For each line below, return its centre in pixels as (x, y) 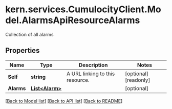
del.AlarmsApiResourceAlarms (73, 20)
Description (93, 65)
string (38, 77)
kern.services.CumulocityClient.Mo (83, 9)
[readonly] (138, 80)
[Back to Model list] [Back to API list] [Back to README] (64, 101)
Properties (23, 50)
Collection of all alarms (29, 34)
